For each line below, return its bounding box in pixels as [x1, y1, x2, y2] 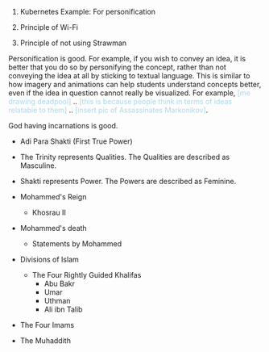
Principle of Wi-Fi [19, 23, 79, 31]
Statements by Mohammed [31, 239, 122, 249]
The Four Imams [19, 321, 75, 329]
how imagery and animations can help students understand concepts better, [8, 80, 262, 89]
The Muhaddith [19, 336, 71, 346]
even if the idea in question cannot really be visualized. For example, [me [8, 88, 251, 98]
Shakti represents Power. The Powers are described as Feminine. [19, 177, 237, 186]
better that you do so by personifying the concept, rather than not [8, 62, 227, 72]
